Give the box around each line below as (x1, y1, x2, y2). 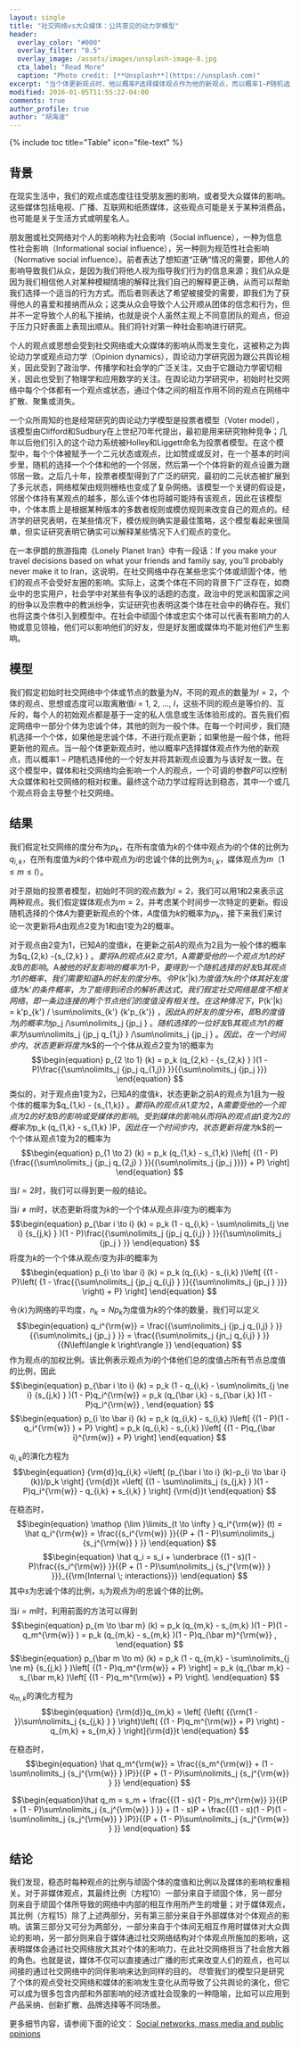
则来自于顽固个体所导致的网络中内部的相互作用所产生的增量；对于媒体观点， (9, 1898, 290, 1910)
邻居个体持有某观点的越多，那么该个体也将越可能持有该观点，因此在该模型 (9, 493, 282, 503)
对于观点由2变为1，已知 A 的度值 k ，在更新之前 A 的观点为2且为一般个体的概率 (9, 939, 287, 950)
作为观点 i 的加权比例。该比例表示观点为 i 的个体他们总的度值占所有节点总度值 (9, 1354, 287, 1365)
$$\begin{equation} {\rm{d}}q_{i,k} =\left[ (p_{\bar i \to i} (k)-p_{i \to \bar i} (12, 1466, 287, 1477)
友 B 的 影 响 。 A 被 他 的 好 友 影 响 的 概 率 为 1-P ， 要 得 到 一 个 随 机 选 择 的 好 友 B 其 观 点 (9, 961, 287, 973)
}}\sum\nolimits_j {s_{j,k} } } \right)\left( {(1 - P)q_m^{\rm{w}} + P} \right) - (14, 1716, 285, 1727)
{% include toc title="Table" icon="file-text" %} (9, 137, 183, 148)
